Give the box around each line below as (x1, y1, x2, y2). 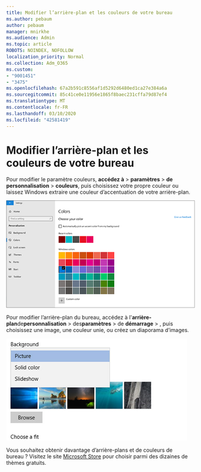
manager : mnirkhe (6, 29, 50, 35)
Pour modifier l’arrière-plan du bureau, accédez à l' (6, 313, 133, 321)
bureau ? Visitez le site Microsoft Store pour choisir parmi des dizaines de (6, 452, 188, 460)
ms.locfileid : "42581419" (6, 117, 71, 123)
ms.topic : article (6, 41, 52, 47)
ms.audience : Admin (6, 35, 55, 41)
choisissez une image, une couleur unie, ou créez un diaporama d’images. (6, 326, 190, 333)
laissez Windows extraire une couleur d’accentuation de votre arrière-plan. (6, 188, 190, 196)
